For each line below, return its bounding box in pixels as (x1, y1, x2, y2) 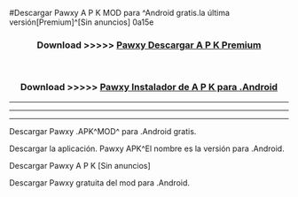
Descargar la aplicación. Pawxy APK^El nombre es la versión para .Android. (9, 143, 286, 154)
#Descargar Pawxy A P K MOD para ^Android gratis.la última (9, 8, 231, 18)
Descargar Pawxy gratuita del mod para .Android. (9, 177, 191, 188)
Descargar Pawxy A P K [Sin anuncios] (9, 160, 151, 170)
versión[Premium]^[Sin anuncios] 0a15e (9, 17, 154, 27)
